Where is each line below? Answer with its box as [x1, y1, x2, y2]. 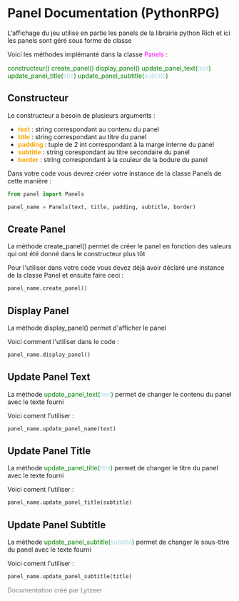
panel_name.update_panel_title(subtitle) [7, 499, 133, 506]
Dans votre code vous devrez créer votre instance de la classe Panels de [7, 169, 222, 178]
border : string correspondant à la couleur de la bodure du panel [17, 155, 208, 163]
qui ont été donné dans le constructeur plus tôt [7, 250, 146, 258]
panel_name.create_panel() [7, 285, 88, 292]
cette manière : [7, 176, 52, 185]
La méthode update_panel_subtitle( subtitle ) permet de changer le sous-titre [7, 537, 230, 547]
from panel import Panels [7, 191, 84, 198]
